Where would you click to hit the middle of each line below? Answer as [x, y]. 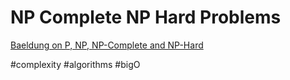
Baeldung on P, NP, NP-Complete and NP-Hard [107, 45]
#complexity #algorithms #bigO [75, 64]
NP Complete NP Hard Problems [146, 17]
